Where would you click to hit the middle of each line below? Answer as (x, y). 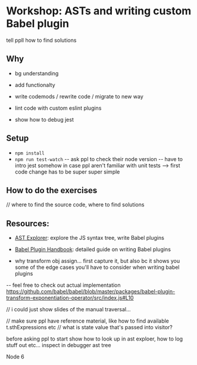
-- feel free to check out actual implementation (63, 285)
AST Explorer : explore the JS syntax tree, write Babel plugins (90, 238)
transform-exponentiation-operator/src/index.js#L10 (70, 298)
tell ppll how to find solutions (41, 40)
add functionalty (35, 85)
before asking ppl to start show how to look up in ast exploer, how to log (95, 339)
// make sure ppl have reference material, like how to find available (88, 321)
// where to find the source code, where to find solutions (75, 205)
